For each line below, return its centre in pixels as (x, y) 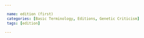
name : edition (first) (30, 14)
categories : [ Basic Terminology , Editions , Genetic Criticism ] (73, 19)
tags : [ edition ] (23, 23)
